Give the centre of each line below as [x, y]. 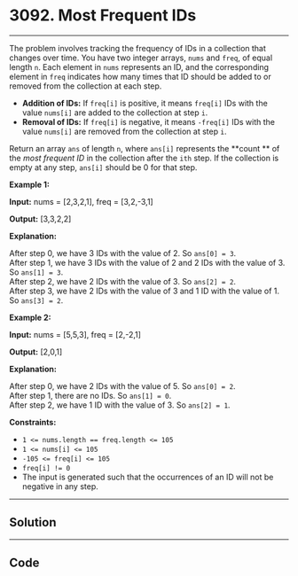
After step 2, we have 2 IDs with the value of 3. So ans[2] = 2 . [123, 281]
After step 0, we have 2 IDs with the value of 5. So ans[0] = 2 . [123, 385]
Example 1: [30, 184]
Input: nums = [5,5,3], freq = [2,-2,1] [75, 334]
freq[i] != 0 [46, 468]
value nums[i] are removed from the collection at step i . [124, 131]
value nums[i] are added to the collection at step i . [115, 113]
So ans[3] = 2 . [36, 300]
